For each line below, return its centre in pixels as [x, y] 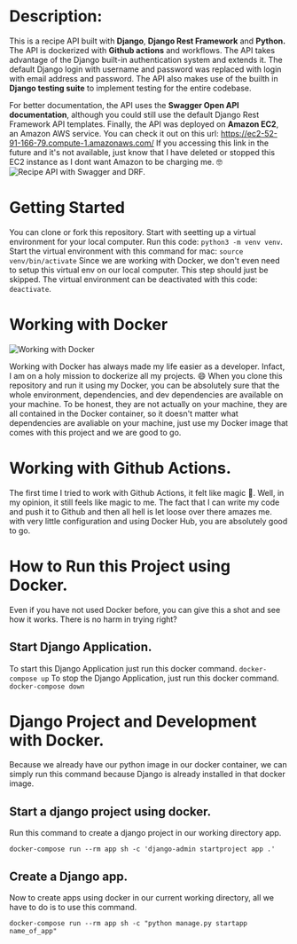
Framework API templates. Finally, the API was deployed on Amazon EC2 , [144, 124]
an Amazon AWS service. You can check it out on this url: [114, 133]
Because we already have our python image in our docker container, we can [148, 765]
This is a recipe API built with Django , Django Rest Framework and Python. [148, 41]
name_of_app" [33, 932]
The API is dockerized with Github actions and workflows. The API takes [142, 50]
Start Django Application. [81, 647]
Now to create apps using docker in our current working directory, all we [142, 898]
